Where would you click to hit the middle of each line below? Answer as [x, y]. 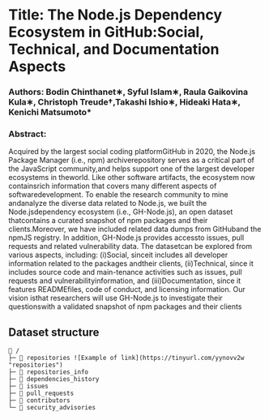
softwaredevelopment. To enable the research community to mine [118, 195]
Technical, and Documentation [114, 49]
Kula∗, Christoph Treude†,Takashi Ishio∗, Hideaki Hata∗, [124, 102]
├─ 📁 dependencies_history [54, 379]
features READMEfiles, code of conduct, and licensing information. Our [127, 289]
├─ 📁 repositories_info [49, 372]
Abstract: [28, 134]
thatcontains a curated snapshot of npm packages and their [108, 221]
